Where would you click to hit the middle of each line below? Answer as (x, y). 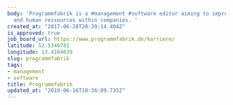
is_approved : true (34, 33)
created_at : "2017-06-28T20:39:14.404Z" (67, 26)
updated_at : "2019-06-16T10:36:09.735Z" (67, 90)
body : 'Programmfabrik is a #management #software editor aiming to (108, 13)
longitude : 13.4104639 (40, 52)
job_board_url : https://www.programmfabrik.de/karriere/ (91, 39)
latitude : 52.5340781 (38, 46)
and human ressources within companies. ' (76, 20)
